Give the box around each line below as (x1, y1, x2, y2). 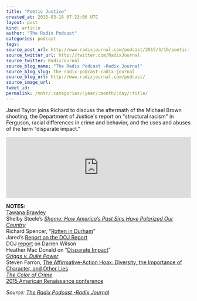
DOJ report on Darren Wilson (6, 240, 77, 247)
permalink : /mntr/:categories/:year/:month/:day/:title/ (6, 90, 148, 96)
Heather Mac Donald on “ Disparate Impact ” (6, 246, 111, 253)
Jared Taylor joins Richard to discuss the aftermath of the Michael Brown (6, 106, 182, 113)
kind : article (6, 25, 41, 31)
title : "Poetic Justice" (6, 8, 67, 15)
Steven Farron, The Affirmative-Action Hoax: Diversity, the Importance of (6, 259, 182, 266)
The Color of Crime (6, 271, 53, 278)
